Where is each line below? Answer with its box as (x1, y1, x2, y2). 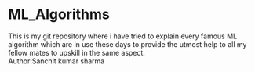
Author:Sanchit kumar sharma (8, 56, 105, 66)
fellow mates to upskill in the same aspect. (8, 48, 145, 57)
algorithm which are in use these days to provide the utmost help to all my (8, 39, 247, 49)
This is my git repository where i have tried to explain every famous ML (8, 31, 238, 41)
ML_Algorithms (8, 5, 110, 23)
